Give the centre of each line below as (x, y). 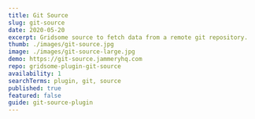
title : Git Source (38, 15)
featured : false (35, 96)
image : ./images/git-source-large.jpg (72, 52)
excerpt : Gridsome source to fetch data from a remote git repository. (128, 37)
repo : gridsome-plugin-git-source (65, 67)
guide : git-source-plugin (50, 103)
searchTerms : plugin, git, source (65, 81)
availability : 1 (35, 74)
